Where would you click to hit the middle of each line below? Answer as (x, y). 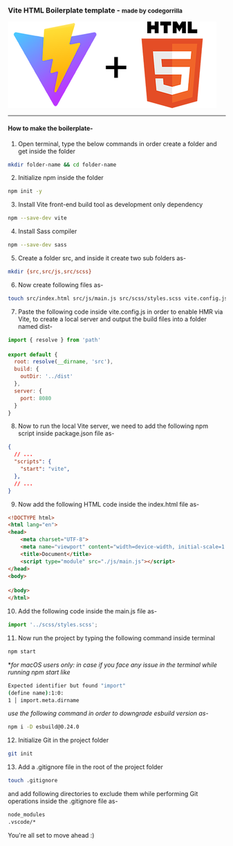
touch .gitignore (33, 781)
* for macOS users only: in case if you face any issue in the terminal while (112, 665)
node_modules (27, 815)
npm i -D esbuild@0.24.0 (44, 727)
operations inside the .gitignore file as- (63, 801)
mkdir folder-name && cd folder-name (62, 165)
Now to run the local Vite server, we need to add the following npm (113, 426)
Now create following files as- (60, 285)
